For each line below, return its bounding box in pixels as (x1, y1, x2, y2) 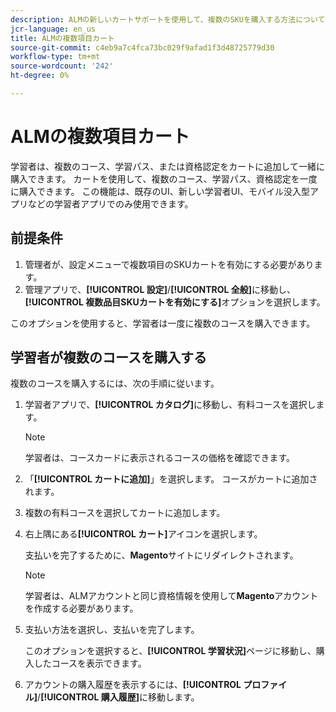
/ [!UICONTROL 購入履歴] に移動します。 (37, 691, 200, 703)
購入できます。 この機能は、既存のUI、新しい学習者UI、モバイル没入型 (18, 185, 310, 197)
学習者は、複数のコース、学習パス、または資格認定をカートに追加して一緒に (10, 160, 325, 172)
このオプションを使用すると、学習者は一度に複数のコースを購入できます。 (10, 317, 316, 329)
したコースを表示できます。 (33, 657, 147, 670)
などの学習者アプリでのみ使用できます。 (27, 197, 194, 210)
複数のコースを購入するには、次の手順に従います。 (10, 377, 220, 390)
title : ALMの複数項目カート (10, 33, 115, 43)
